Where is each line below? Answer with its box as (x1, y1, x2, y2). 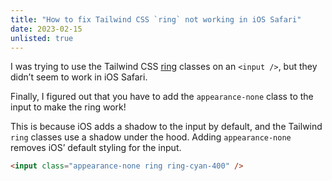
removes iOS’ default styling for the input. (10, 142, 182, 154)
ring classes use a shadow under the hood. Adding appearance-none (10, 131, 292, 143)
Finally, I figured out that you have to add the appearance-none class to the (10, 91, 314, 103)
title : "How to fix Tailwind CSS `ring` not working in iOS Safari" (10, 14, 302, 25)
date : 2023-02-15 (10, 24, 83, 34)
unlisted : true (10, 33, 74, 43)
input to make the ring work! (10, 101, 127, 113)
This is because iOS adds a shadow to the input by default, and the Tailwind (10, 121, 323, 133)
